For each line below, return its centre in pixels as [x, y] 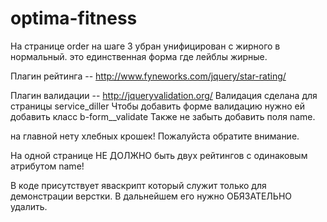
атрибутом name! [47, 166]
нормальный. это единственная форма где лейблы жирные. [139, 56]
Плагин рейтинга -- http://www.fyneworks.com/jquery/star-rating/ [148, 76]
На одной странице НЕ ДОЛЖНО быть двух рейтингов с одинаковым [159, 155]
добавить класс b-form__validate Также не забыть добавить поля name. [163, 116]
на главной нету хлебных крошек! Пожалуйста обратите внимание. [155, 136]
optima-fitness [74, 18]
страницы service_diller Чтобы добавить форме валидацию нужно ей [157, 106]
